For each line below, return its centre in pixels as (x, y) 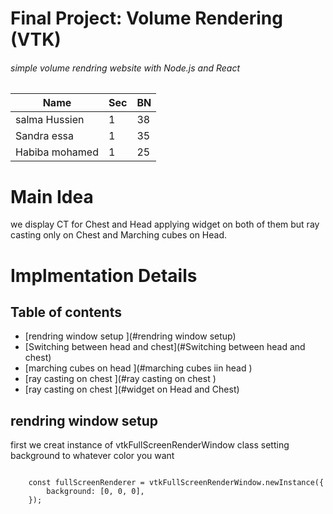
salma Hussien (50, 120)
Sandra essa (45, 136)
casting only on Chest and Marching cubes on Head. (119, 235)
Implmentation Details (104, 275)
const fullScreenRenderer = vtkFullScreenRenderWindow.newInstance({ (176, 483)
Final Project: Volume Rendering (146, 18)
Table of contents (66, 312)
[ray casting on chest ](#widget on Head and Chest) (132, 389)
